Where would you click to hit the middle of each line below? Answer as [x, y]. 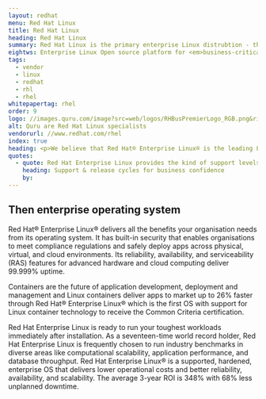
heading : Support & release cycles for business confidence [123, 171]
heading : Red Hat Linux [47, 38]
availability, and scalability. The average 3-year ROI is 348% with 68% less [130, 378]
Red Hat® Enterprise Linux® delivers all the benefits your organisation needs [133, 229]
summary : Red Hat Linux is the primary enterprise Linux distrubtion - [129, 45]
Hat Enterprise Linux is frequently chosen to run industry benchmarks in [126, 344]
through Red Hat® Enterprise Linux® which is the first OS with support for [128, 303]
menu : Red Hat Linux [42, 23]
